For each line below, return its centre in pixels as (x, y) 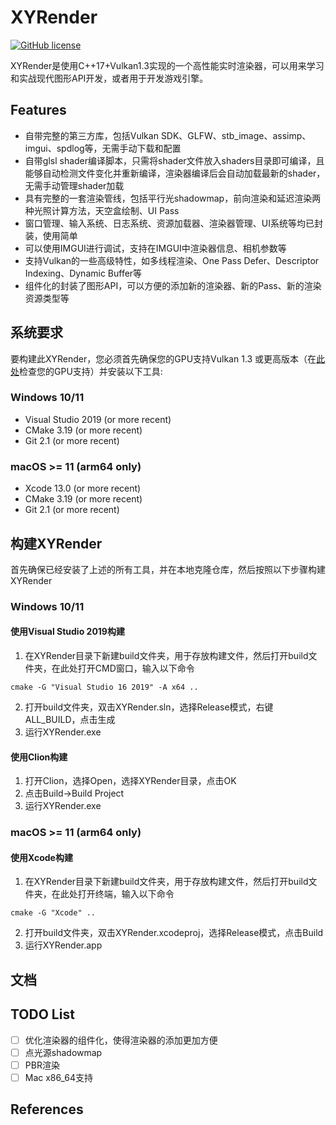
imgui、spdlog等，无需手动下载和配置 (103, 148)
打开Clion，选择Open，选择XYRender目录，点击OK (130, 781)
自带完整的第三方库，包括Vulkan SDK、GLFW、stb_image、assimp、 (168, 135)
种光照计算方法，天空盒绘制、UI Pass (102, 210)
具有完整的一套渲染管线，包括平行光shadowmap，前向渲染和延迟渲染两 (173, 198)
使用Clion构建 (39, 757)
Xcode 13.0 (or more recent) (83, 488)
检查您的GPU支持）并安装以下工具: (91, 371)
